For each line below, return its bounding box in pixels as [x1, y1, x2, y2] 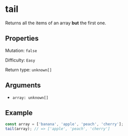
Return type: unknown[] [5, 67, 52, 72]
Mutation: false [5, 47, 37, 53]
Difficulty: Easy [5, 57, 35, 63]
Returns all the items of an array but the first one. [5, 20, 106, 26]
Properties [5, 34, 39, 43]
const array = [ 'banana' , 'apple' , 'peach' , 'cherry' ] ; [5, 122, 124, 127]
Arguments [5, 81, 41, 90]
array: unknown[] [12, 95, 49, 100]
